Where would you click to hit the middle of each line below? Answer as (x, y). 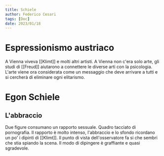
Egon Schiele (33, 97)
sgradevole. (17, 148)
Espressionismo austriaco (60, 48)
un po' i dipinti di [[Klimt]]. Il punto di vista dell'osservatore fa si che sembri (82, 138)
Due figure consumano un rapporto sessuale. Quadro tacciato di (70, 127)
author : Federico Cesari (31, 14)
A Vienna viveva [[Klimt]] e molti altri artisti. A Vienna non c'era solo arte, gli (82, 62)
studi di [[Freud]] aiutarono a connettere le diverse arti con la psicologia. (79, 67)
